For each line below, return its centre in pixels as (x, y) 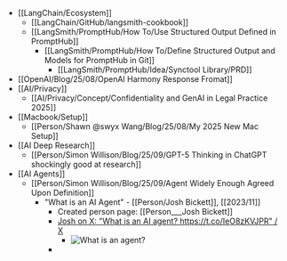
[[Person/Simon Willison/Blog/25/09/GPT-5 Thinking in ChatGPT (149, 155)
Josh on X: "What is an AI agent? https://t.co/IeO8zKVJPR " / (167, 221)
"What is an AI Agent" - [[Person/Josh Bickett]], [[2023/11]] (152, 202)
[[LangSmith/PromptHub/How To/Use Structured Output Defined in (154, 32)
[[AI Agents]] (41, 174)
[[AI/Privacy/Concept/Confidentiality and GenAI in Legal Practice (149, 98)
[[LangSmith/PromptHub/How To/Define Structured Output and (159, 51)
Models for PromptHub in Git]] (100, 60)
